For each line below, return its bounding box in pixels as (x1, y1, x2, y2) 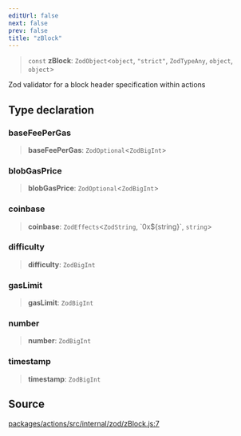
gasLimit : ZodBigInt (27, 298, 94, 308)
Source (8, 398, 45, 411)
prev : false (8, 26, 48, 34)
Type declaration (8, 103, 94, 117)
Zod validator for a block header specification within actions (8, 80, 206, 90)
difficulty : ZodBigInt (27, 259, 96, 269)
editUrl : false (8, 11, 59, 20)
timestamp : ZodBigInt (27, 374, 101, 384)
